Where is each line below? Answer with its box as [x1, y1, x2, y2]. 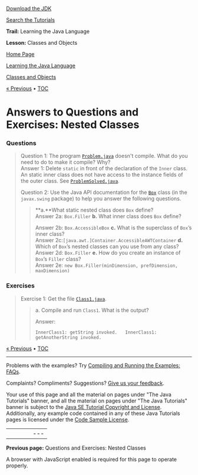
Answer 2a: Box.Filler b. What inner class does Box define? [35, 213, 181, 220]
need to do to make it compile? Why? [20, 159, 111, 166]
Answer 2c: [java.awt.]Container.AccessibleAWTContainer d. [35, 237, 183, 244]
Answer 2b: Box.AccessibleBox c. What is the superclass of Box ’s [35, 224, 192, 232]
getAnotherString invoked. [35, 334, 102, 341]
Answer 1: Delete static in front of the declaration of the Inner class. [20, 165, 188, 172]
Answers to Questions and [6, 105, 139, 119]
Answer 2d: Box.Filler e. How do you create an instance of [35, 249, 181, 256]
